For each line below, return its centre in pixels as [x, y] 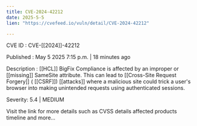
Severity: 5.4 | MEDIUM [35, 99]
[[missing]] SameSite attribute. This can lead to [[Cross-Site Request [91, 75]
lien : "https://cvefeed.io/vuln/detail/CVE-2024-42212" [78, 23]
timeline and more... [31, 118]
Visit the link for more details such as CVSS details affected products [92, 112]
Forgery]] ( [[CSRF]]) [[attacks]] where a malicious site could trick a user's [98, 81]
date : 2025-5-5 [25, 17]
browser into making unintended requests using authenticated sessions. [96, 88]
